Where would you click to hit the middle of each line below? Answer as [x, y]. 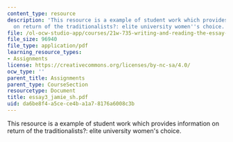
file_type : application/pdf [48, 46]
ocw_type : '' [26, 71]
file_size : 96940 [32, 39]
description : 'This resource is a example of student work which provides [118, 20]
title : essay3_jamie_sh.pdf [48, 98]
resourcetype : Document [42, 91]
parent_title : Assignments [46, 78]
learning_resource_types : [44, 53]
